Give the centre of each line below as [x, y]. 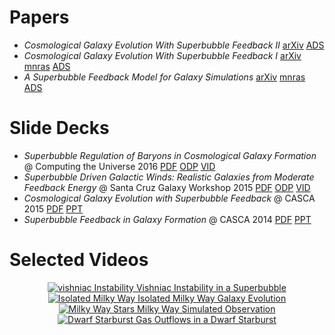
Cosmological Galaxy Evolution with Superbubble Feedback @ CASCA [169, 198]
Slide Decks [59, 128]
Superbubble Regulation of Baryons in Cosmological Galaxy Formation [170, 155]
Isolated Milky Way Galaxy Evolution [212, 298]
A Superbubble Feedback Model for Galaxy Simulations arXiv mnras [164, 77]
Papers [39, 17]
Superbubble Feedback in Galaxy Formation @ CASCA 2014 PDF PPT [167, 219]
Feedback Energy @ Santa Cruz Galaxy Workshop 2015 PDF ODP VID [167, 187]
